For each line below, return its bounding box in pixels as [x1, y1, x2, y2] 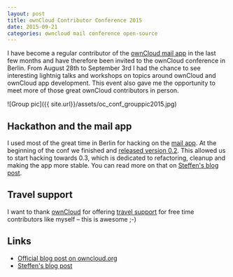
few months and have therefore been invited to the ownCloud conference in [7, 57, 226, 65]
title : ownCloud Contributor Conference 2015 [7, 17, 142, 24]
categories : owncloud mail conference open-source [7, 29, 158, 37]
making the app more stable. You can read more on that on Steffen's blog [7, 161, 219, 170]
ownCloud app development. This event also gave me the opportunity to [7, 79, 216, 88]
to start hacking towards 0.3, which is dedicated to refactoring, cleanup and [7, 154, 226, 162]
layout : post [7, 10, 45, 18]
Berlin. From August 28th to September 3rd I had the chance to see [7, 64, 201, 72]
